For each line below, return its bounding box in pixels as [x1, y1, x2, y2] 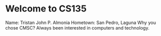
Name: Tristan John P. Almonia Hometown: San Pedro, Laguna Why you [5, 19, 156, 25]
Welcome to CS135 [5, 3, 87, 14]
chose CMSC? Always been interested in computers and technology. [5, 24, 149, 30]
